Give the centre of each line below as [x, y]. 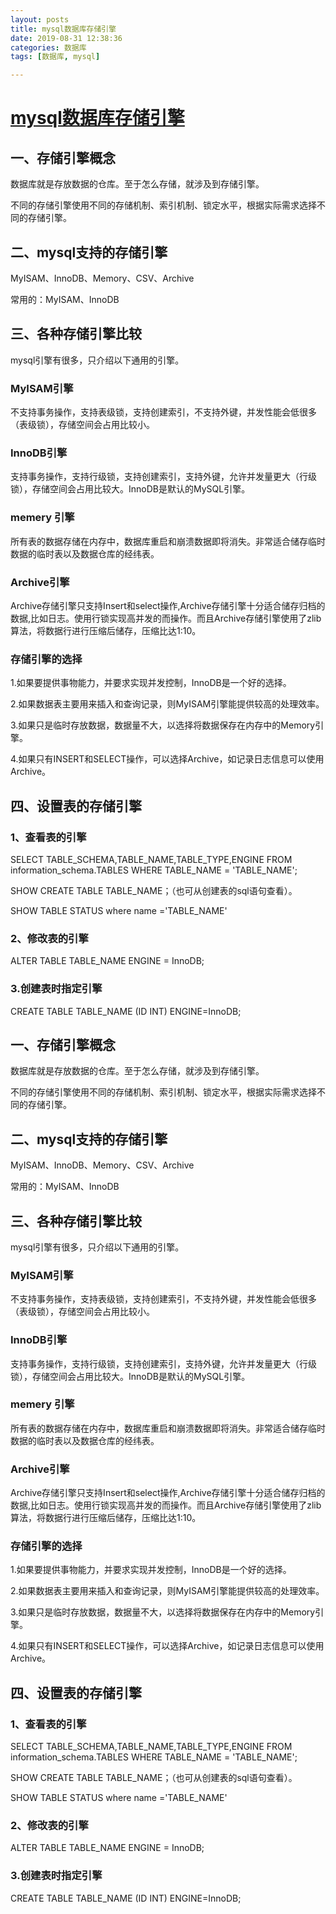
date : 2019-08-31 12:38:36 [66, 38]
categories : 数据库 [48, 47]
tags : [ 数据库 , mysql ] [55, 57]
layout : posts [40, 19]
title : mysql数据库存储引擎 [63, 29]
